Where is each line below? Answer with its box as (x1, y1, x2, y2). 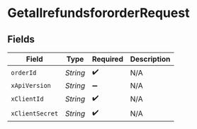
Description (130, 55, 171, 64)
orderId (11, 69, 37, 77)
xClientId (11, 94, 44, 103)
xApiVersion (11, 82, 52, 89)
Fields (7, 33, 35, 45)
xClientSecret (11, 109, 59, 118)
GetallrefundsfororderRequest (7, 5, 190, 21)
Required (91, 55, 124, 64)
